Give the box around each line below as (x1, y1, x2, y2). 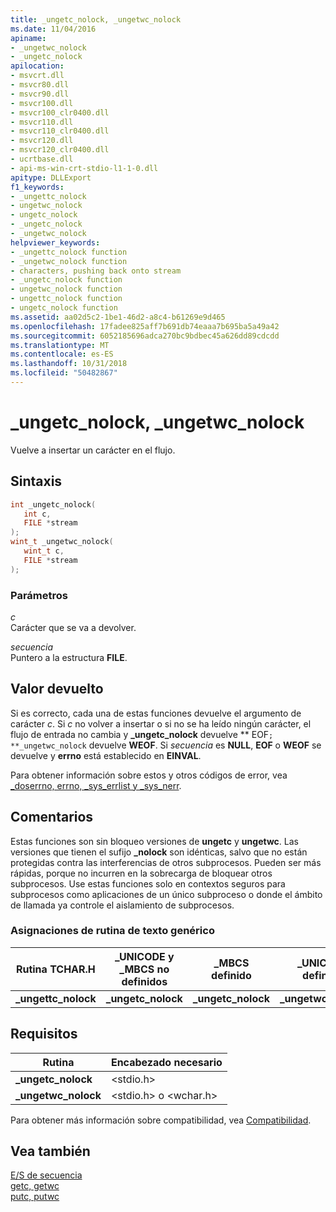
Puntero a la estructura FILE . (10, 651, 128, 663)
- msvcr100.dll (10, 98, 74, 108)
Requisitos (10, 1026, 78, 1043)
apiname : (10, 33, 47, 43)
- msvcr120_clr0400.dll (10, 145, 110, 155)
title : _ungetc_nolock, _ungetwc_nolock (10, 14, 182, 25)
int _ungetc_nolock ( (10, 499, 97, 510)
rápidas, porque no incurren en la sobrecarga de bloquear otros (10, 867, 273, 879)
